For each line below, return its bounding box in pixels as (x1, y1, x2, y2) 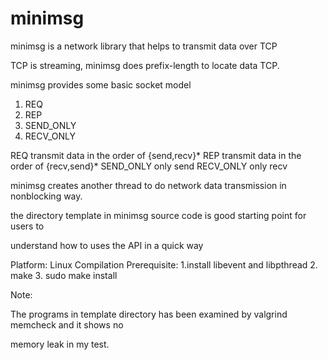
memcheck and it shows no (10, 318, 124, 331)
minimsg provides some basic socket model (10, 78, 192, 91)
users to (10, 220, 45, 232)
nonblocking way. (10, 190, 83, 202)
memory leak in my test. (10, 338, 110, 350)
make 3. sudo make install (10, 269, 118, 281)
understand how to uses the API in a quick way (10, 239, 204, 251)
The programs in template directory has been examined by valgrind (10, 308, 288, 320)
